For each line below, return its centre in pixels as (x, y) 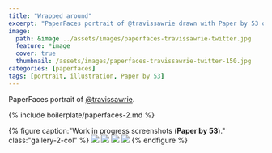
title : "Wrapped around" (50, 16)
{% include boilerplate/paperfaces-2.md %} (82, 115)
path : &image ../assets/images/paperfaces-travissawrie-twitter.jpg (134, 38)
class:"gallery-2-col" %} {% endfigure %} (98, 140)
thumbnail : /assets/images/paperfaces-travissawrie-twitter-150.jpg (134, 62)
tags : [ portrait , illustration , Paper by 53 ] (86, 76)
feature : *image (43, 46)
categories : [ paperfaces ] (52, 69)
